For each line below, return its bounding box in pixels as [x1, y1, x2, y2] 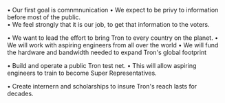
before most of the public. [7, 13, 81, 21]
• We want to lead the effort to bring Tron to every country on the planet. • [7, 34, 219, 42]
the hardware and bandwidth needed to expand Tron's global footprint [7, 48, 207, 56]
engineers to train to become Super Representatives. [7, 69, 157, 77]
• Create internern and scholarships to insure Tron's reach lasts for [7, 82, 197, 90]
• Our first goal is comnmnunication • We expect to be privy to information [7, 6, 219, 14]
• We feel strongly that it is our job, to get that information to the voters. [7, 21, 210, 28]
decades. [7, 89, 34, 98]
